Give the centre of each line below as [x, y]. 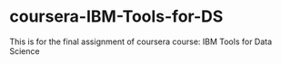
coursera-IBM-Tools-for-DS [116, 17]
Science [25, 50]
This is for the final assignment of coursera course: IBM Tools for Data [141, 41]
